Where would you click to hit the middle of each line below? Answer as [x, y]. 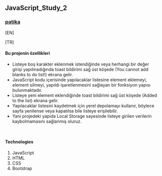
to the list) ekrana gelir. [35, 100]
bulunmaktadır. [27, 90]
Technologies [19, 142]
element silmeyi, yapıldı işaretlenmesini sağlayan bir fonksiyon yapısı [81, 85]
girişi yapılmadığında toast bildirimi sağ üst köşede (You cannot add [80, 69]
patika [13, 22]
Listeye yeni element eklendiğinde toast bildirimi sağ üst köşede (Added [85, 95]
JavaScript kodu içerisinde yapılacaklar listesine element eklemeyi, [80, 80]
